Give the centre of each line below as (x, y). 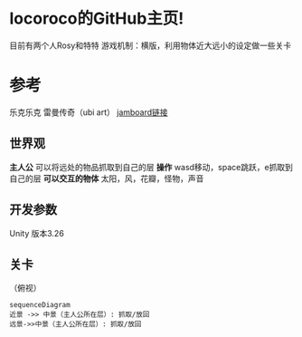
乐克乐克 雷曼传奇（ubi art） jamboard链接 (89, 112)
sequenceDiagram (40, 305)
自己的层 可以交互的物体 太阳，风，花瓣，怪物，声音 (107, 178)
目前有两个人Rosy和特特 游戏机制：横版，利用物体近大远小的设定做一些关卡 (151, 45)
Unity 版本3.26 (37, 233)
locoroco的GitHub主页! (97, 19)
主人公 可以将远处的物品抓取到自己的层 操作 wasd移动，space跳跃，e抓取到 (151, 167)
